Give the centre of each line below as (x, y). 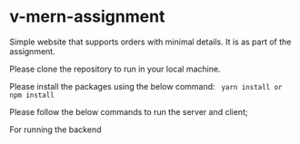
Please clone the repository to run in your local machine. (115, 69)
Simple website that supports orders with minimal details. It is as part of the (150, 42)
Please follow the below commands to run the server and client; (129, 111)
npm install (32, 95)
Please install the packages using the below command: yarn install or (146, 86)
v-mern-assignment (87, 17)
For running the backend (55, 130)
